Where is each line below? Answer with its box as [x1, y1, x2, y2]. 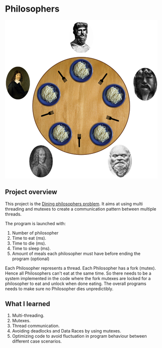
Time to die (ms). [12, 240, 46, 246]
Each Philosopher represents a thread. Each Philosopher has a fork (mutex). [5, 265, 156, 271]
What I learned [5, 300, 50, 308]
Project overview [5, 188, 58, 196]
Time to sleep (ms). [12, 245, 51, 251]
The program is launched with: [5, 220, 66, 226]
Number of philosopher [12, 230, 59, 236]
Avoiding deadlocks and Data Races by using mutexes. [12, 328, 121, 334]
